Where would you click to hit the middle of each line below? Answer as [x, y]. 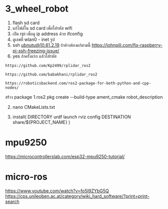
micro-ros [26, 177]
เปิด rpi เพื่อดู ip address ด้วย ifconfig [48, 34]
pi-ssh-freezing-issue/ [36, 50]
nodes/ [12, 88]
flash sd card [26, 23]
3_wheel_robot [37, 9]
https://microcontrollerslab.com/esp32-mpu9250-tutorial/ [65, 156]
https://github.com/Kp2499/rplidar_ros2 [48, 65]
